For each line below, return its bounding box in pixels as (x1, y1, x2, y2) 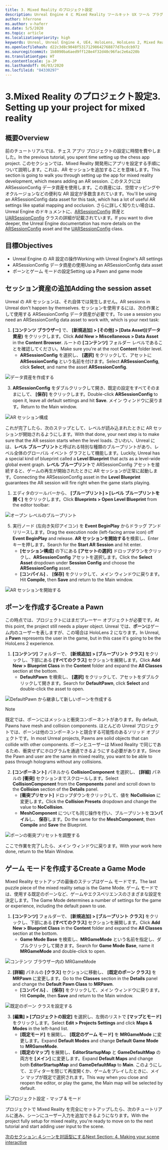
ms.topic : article (5, 31, 43, 36)
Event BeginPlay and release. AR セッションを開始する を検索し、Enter (12, 535, 159, 541)
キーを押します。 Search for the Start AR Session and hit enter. (12, 541, 142, 547)
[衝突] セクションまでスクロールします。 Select (22, 775, 119, 781)
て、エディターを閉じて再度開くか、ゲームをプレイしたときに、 (19, 1068, 151, 1074)
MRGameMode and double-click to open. (19, 948, 106, 954)
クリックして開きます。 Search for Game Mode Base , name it (28, 943, 154, 949)
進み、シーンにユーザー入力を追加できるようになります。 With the (13, 1112, 149, 1118)
